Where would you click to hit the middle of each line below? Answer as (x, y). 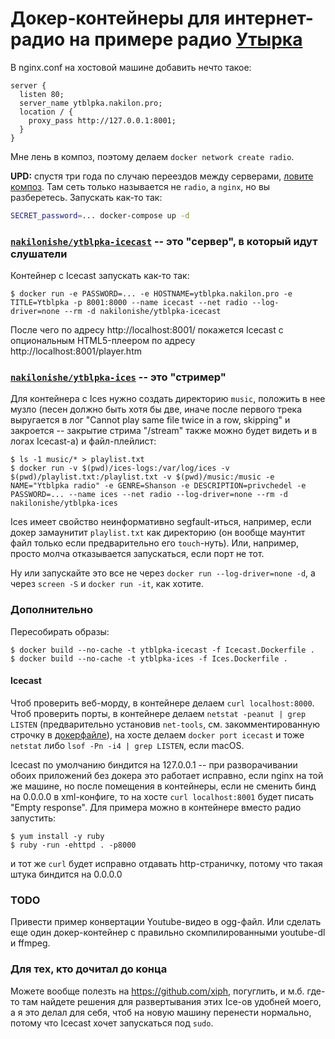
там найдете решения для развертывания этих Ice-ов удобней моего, (171, 1001)
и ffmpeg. (30, 943)
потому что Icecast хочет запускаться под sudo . (112, 1023)
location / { (46, 112)
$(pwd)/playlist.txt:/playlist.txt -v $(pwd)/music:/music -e (142, 477)
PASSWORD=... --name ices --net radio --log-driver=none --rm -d (149, 495)
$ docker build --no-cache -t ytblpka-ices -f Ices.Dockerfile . (149, 658)
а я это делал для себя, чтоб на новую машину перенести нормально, (161, 1012)
